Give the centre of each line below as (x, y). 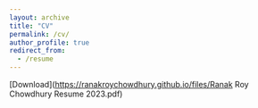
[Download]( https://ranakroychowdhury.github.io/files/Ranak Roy (129, 84)
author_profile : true (50, 42)
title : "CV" (31, 26)
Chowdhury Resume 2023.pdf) (66, 94)
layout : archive (39, 17)
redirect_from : (37, 51)
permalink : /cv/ (39, 34)
